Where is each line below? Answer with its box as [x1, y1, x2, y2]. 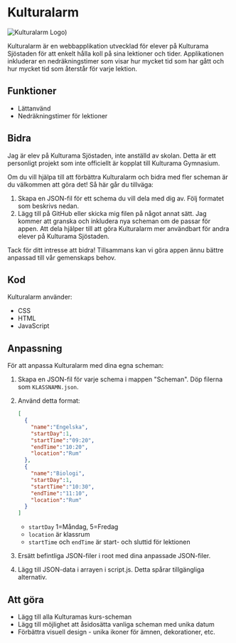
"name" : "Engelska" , [31, 423, 89, 431]
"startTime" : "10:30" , [31, 483, 95, 490]
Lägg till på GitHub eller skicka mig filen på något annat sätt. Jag [17, 209, 208, 217]
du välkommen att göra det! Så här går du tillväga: [7, 180, 154, 189]
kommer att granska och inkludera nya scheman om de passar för [17, 217, 211, 225]
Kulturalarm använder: [7, 293, 73, 302]
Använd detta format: [17, 396, 80, 405]
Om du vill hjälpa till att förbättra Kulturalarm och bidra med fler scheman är [7, 173, 229, 181]
